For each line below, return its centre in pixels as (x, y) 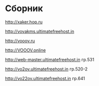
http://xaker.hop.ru (24, 22)
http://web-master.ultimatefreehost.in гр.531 (49, 59)
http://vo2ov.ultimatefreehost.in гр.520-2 (46, 69)
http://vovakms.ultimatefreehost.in (40, 31)
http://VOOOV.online (26, 50)
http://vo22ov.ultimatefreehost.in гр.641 (45, 78)
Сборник (24, 9)
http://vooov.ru (20, 41)
